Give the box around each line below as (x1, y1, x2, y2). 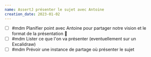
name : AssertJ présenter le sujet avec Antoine (4, 7, 105, 12)
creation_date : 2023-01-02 (4, 12, 60, 17)
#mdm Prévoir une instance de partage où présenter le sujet (11, 46, 134, 52)
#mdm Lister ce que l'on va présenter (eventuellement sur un (11, 36, 136, 41)
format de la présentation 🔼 (11, 30, 68, 37)
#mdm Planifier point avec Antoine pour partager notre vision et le (11, 25, 147, 31)
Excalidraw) (11, 41, 36, 47)
